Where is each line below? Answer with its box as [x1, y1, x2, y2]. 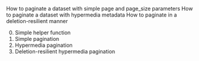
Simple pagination [14, 36, 60, 42]
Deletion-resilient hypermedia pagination [14, 48, 116, 55]
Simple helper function [14, 29, 71, 36]
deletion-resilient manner [6, 18, 69, 24]
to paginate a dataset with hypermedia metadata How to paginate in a [6, 11, 178, 18]
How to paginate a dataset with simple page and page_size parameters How [6, 5, 193, 12]
